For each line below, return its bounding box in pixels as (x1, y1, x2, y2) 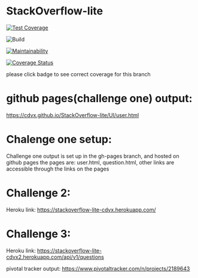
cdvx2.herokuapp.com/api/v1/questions (6, 253, 105, 261)
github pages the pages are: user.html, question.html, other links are (6, 159, 175, 166)
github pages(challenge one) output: (6, 92, 193, 106)
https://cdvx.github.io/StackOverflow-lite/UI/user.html (6, 111, 139, 118)
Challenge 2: (6, 186, 71, 199)
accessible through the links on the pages (6, 165, 109, 172)
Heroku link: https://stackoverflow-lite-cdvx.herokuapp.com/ (6, 206, 156, 213)
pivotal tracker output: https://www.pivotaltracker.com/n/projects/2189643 (6, 265, 190, 272)
